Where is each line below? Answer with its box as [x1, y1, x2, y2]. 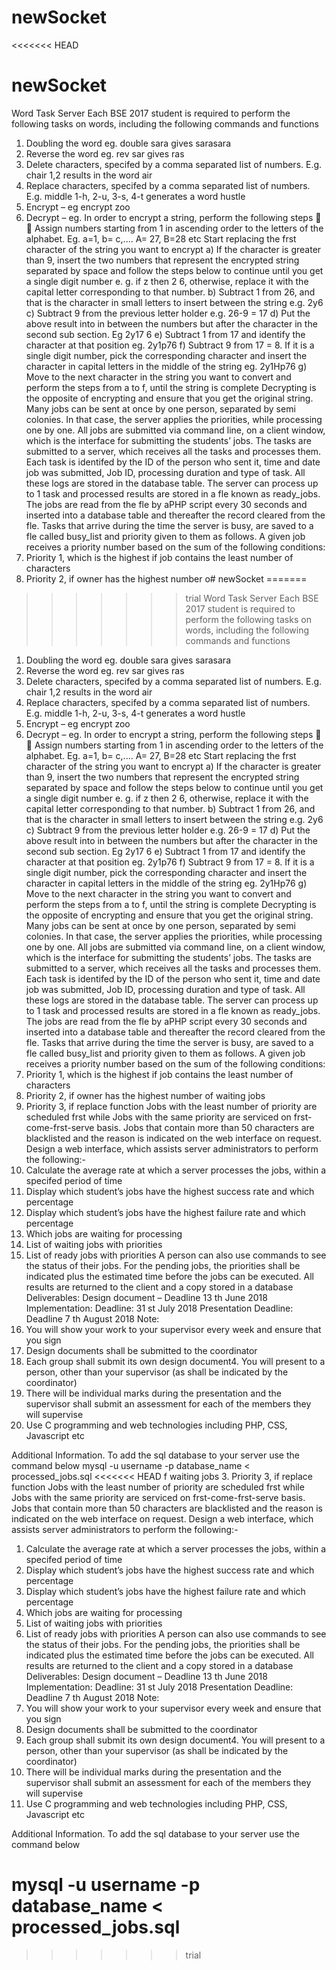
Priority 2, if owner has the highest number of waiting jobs [25, 1089, 266, 1101]
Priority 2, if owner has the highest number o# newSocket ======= [25, 572, 308, 585]
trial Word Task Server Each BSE [185, 592, 319, 604]
